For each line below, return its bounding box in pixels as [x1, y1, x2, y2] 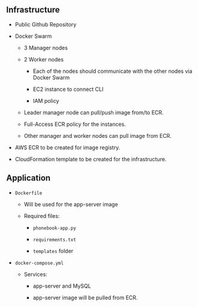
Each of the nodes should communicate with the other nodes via [32, 67, 193, 75]
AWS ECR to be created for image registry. [14, 144, 121, 151]
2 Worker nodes [23, 55, 64, 63]
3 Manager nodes [23, 44, 68, 51]
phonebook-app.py [32, 225, 76, 231]
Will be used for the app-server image [23, 200, 118, 208]
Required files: [23, 212, 60, 219]
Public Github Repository [14, 20, 77, 28]
